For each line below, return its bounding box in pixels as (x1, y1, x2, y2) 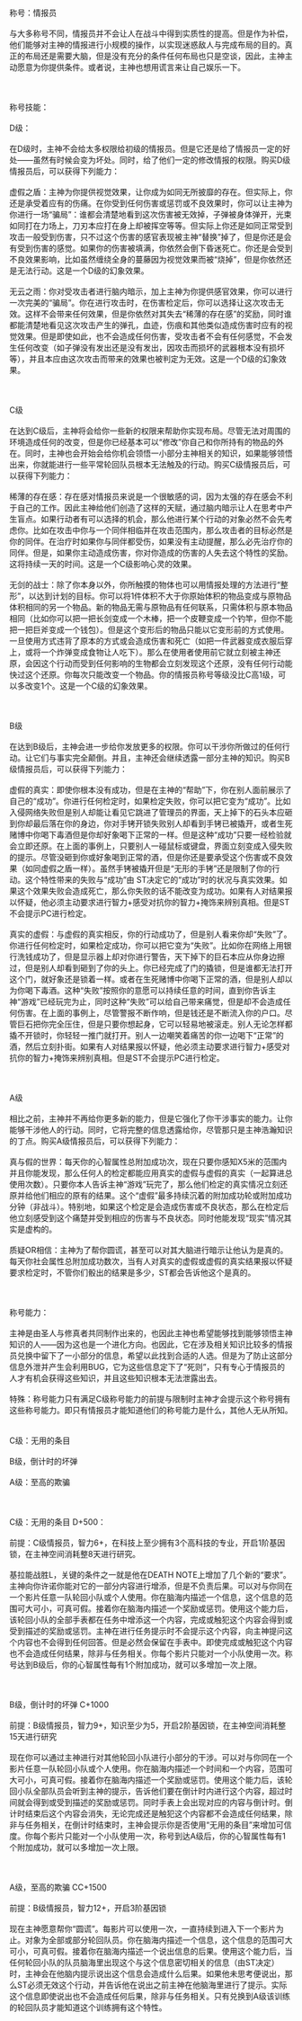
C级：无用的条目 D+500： (9, 1517, 106, 1527)
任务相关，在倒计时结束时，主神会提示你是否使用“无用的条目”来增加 (24, 1820, 277, 1830)
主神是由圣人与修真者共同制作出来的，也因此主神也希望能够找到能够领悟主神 (9, 1328, 293, 1339)
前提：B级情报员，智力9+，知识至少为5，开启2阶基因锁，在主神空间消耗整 (9, 1720, 286, 1731)
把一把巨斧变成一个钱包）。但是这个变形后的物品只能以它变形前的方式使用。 (9, 625, 289, 635)
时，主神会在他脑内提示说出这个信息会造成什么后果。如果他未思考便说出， (9, 1969, 285, 1979)
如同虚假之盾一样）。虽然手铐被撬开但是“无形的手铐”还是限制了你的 (24, 863, 272, 874)
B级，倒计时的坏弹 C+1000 (9, 1699, 110, 1710)
